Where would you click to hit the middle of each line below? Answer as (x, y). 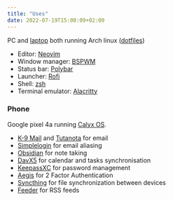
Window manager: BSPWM (56, 61)
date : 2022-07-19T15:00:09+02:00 (56, 20)
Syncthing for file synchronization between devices (91, 182)
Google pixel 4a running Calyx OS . (57, 124)
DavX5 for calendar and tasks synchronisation (84, 160)
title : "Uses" (28, 14)
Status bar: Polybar (45, 69)
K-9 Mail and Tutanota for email (63, 138)
